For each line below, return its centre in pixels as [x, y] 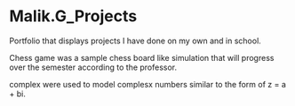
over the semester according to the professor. [93, 67]
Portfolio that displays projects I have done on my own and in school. [136, 41]
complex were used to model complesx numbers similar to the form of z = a [148, 84]
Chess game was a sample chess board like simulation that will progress [142, 57]
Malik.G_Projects [73, 16]
